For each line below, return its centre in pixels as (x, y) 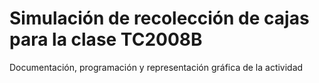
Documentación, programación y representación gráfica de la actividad (156, 67)
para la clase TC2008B (106, 39)
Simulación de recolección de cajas (159, 18)
